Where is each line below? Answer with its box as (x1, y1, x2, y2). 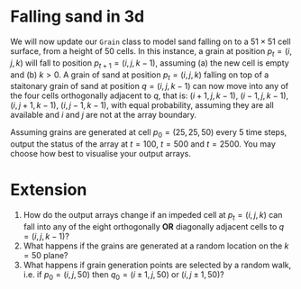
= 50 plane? (23, 249, 68, 260)
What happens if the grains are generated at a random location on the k (23, 240, 289, 251)
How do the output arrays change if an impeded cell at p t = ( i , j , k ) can (23, 210, 283, 222)
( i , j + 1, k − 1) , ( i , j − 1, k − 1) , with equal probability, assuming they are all (10, 100, 274, 111)
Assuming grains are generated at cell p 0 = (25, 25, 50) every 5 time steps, (10, 127, 287, 140)
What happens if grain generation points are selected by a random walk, (23, 259, 292, 270)
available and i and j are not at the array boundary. (10, 110, 197, 121)
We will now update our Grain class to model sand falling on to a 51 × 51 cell (10, 36, 291, 47)
